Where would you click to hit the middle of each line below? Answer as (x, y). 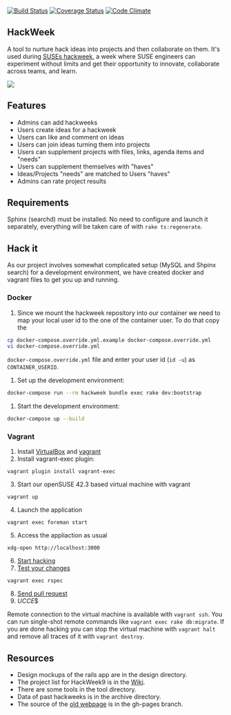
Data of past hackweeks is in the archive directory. (89, 697)
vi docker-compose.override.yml (53, 346)
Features (27, 106)
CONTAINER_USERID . (33, 367)
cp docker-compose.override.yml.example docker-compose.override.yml (109, 340)
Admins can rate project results (62, 181)
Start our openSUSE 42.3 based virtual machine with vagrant (104, 484)
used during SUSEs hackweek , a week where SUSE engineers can (101, 56)
